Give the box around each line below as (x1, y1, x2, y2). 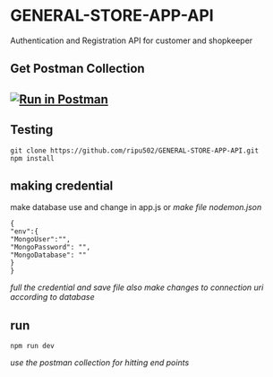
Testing (10, 122, 54, 137)
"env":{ (10, 227, 39, 236)
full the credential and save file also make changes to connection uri (10, 282, 264, 293)
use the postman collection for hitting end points (10, 357, 190, 368)
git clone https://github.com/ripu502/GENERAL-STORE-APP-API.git (10, 145, 259, 155)
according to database (10, 292, 95, 302)
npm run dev (10, 342, 55, 351)
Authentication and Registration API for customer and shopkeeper (10, 35, 253, 46)
